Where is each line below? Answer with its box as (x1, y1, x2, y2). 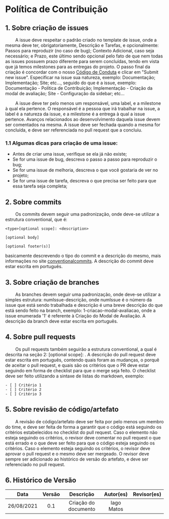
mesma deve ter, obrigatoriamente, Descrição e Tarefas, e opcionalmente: (5, 42, 159, 48)
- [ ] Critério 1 (5, 382, 42, 387)
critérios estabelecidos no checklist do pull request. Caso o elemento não (5, 429, 157, 435)
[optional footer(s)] (5, 244, 51, 249)
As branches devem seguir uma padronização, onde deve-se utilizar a (15, 291, 161, 297)
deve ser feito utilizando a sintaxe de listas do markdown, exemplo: (5, 373, 144, 379)
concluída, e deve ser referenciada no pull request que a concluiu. (5, 127, 142, 133)
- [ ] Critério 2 (5, 387, 42, 392)
